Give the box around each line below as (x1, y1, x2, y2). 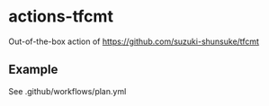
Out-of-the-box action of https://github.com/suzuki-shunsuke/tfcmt (8, 36, 260, 47)
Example (8, 62, 58, 77)
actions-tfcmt (8, 6, 114, 27)
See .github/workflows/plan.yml (8, 85, 127, 96)
